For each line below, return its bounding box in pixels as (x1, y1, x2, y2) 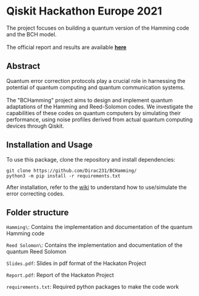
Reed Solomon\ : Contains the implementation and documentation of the (6, 242, 183, 249)
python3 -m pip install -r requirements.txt (6, 173, 121, 179)
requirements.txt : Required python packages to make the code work (6, 283, 179, 291)
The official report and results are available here (6, 44, 127, 51)
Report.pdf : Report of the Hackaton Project (6, 271, 114, 279)
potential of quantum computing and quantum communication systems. (6, 84, 185, 91)
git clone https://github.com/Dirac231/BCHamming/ (6, 168, 137, 174)
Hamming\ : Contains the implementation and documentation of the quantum (6, 223, 193, 231)
